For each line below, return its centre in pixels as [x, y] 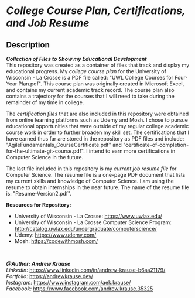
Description [28, 45]
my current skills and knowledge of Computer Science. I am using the [90, 181]
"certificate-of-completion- [156, 145]
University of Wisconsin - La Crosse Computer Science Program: [93, 222]
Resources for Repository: [39, 205]
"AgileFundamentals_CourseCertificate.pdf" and [64, 145]
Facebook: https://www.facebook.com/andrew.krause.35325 [80, 289]
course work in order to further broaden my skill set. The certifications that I [97, 132]
